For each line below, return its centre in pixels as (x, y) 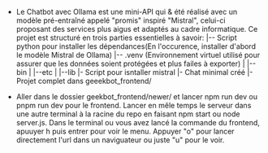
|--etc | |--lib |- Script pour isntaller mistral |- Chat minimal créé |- (143, 72)
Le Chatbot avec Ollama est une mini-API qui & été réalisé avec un (127, 12)
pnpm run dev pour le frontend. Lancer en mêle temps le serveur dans (134, 105)
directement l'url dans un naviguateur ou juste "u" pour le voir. (120, 140)
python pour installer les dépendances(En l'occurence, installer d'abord (136, 46)
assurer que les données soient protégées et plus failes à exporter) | (130, 63)
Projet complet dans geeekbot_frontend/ (84, 81)
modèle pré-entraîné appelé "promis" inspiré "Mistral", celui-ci (121, 20)
